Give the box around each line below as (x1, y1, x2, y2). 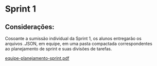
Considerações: (5, 23, 54, 31)
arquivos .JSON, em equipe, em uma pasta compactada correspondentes (5, 41, 153, 47)
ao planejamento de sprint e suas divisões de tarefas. (5, 46, 112, 51)
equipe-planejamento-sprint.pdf (5, 55, 70, 61)
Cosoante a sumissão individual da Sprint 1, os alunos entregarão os (5, 35, 142, 41)
